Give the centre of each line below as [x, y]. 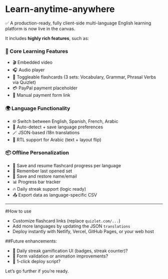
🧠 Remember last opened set [42, 171]
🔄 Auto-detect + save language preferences [58, 127]
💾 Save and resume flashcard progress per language [67, 165]
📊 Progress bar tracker [36, 182]
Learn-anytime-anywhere [60, 9]
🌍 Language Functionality [38, 108]
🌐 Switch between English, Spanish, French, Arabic [65, 121]
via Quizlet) [24, 82]
